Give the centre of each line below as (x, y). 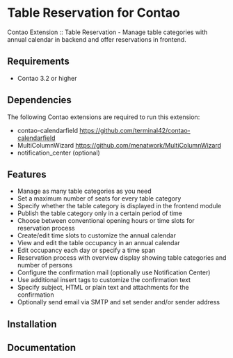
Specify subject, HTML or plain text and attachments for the (103, 288)
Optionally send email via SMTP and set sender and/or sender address (119, 302)
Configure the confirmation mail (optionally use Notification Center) (114, 272)
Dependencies (39, 100)
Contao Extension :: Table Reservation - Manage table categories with (107, 32)
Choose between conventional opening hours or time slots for (106, 221)
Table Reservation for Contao (94, 13)
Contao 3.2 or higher (47, 78)
